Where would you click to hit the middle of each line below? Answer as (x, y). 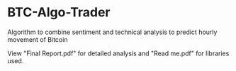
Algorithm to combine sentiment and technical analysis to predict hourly (112, 32)
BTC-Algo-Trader (59, 12)
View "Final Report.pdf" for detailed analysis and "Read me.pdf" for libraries (118, 53)
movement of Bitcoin (38, 39)
